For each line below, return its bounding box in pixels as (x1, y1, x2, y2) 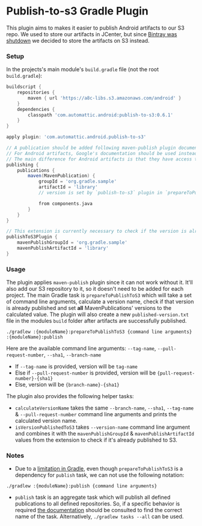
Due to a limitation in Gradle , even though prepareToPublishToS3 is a (14, 465, 183, 472)
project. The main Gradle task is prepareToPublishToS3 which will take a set (6, 291, 192, 299)
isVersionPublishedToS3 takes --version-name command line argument (14, 423, 191, 431)
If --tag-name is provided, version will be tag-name (14, 363, 138, 370)
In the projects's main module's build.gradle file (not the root (6, 66, 159, 73)
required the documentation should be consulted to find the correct (14, 507, 182, 514)
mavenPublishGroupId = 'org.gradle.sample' (17, 239, 128, 246)
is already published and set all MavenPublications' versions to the (6, 305, 172, 312)
